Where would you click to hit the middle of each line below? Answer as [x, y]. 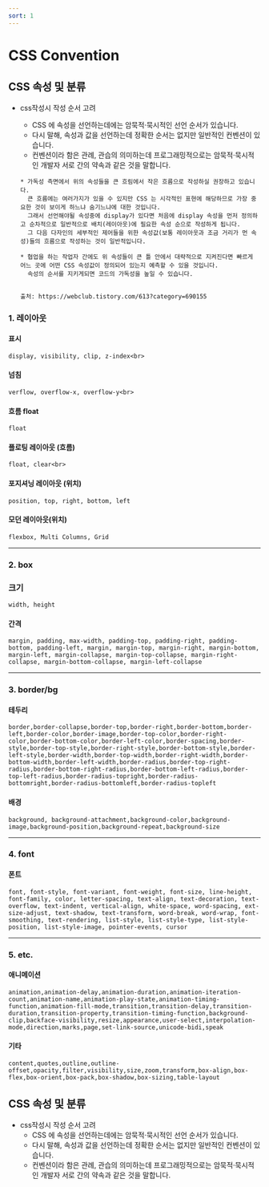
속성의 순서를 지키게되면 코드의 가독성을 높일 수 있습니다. [110, 273]
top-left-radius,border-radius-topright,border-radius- [103, 776]
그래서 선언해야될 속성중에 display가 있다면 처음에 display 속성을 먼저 [133, 216]
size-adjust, [30, 913]
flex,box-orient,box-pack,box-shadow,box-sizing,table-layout [114, 1077]
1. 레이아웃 [28, 318]
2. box [21, 565]
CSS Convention [64, 55]
